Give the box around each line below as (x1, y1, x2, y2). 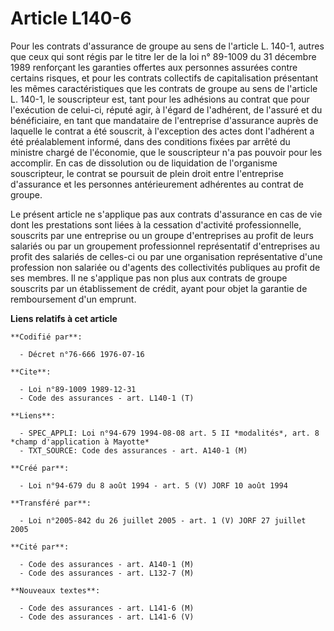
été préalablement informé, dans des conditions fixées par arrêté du (10, 135, 291, 147)
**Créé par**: (10, 463, 70, 473)
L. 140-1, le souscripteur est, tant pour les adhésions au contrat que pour (10, 93, 310, 105)
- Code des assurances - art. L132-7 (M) (19, 568, 195, 578)
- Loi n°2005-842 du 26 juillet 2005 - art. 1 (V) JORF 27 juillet (19, 515, 307, 526)
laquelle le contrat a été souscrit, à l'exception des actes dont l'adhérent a (10, 125, 315, 137)
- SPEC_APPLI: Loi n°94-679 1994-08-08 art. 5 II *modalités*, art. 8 (19, 428, 320, 438)
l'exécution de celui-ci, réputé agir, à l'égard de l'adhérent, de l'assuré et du (10, 103, 323, 116)
